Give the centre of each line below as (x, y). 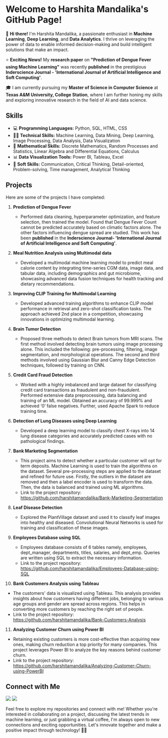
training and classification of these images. (65, 528)
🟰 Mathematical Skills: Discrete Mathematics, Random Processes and (85, 146)
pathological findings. (43, 441)
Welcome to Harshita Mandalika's (77, 9)
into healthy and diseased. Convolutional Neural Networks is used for (92, 522)
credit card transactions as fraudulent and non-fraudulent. (80, 390)
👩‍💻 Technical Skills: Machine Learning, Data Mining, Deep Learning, (83, 135)
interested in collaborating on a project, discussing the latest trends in (77, 714)
